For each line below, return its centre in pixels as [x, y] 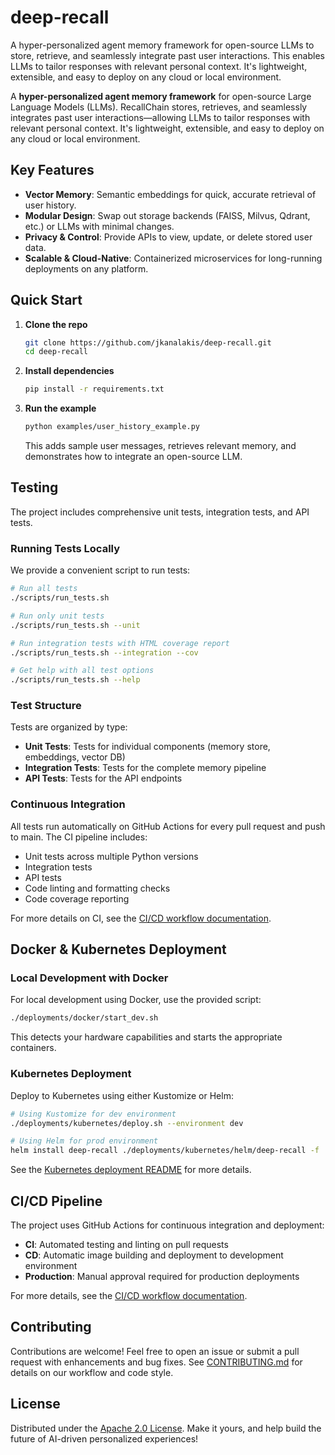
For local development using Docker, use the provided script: [136, 1000]
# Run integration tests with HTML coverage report [120, 643]
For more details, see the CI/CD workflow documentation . [129, 1295]
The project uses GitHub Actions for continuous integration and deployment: [167, 1225]
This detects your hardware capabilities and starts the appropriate [146, 1037]
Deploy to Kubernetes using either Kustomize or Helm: [122, 1095]
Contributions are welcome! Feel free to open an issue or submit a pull [155, 1351]
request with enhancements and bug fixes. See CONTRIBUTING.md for [156, 1362]
